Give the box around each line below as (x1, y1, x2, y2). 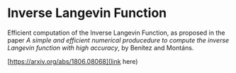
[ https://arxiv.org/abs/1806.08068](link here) (7, 57, 138, 65)
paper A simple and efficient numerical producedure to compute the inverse (7, 35, 230, 44)
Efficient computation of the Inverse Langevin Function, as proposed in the (7, 28, 225, 37)
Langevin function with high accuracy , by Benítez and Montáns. (7, 43, 194, 52)
